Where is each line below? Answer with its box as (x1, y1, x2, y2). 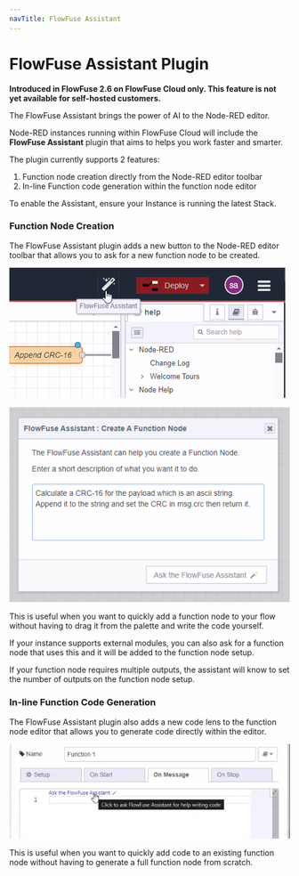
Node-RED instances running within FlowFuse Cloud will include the (9, 127, 258, 138)
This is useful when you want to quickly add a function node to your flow (9, 611, 276, 622)
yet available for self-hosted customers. (9, 93, 162, 103)
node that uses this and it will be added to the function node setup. (9, 647, 255, 658)
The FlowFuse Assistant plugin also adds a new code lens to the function (9, 717, 278, 727)
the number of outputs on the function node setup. (9, 674, 196, 685)
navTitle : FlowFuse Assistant (9, 14, 122, 23)
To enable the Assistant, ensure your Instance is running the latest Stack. (9, 198, 278, 208)
